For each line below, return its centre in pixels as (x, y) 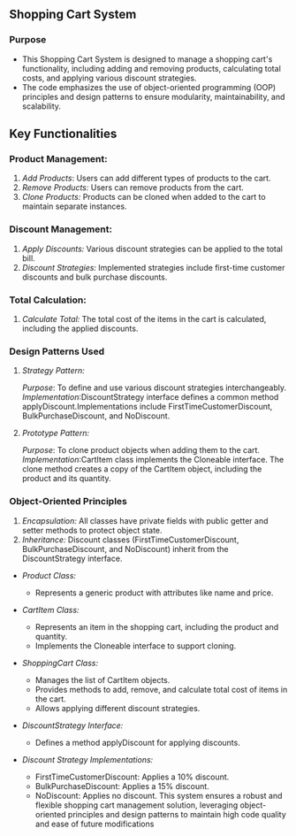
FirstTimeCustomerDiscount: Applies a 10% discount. (132, 777)
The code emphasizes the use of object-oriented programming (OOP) (149, 87)
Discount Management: (61, 229)
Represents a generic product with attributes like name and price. (154, 593)
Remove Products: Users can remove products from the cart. (133, 188)
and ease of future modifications (95, 824)
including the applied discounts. (80, 328)
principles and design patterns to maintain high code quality (177, 814)
